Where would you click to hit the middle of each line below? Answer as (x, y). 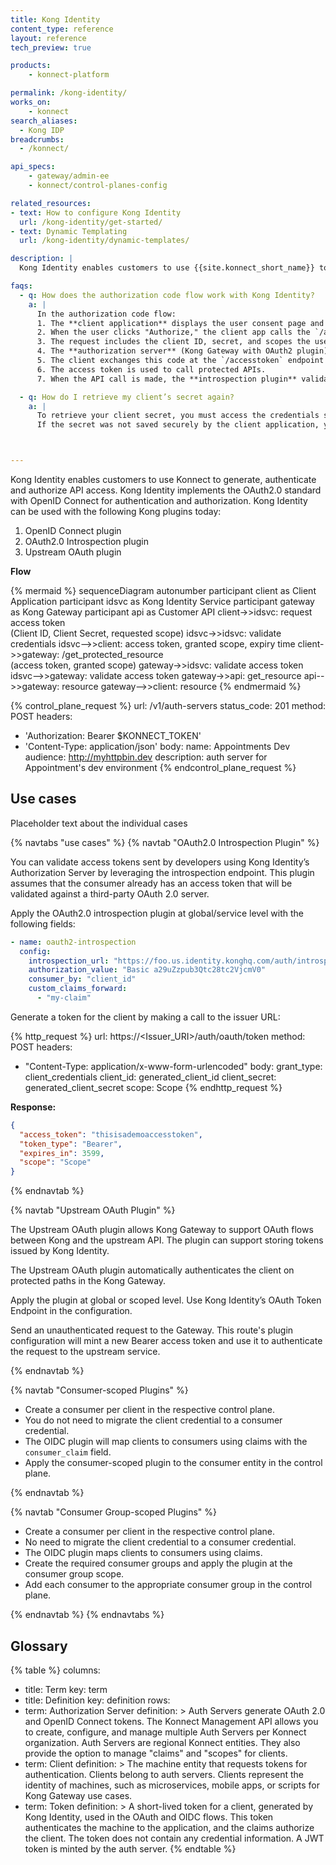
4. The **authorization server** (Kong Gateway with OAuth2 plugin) (182, 351)
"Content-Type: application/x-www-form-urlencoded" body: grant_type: (173, 1066)
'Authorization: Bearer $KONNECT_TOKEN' (113, 735)
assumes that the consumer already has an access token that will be (151, 883)
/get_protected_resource (112, 654)
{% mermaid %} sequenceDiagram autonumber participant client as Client (163, 590)
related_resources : (51, 203)
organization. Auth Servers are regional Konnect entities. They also (162, 1742)
